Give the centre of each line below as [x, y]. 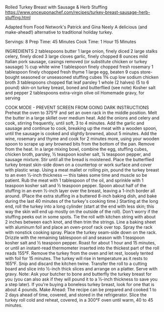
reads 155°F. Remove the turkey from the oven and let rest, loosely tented [79, 253]
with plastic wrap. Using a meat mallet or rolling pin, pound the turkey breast [82, 170]
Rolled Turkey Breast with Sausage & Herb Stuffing [56, 7]
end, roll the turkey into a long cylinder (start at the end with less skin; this [80, 206]
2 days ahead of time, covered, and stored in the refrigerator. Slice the [76, 295]
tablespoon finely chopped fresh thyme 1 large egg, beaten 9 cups [72, 72]
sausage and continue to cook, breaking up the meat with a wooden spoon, [81, 128]
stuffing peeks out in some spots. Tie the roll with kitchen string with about [80, 217]
